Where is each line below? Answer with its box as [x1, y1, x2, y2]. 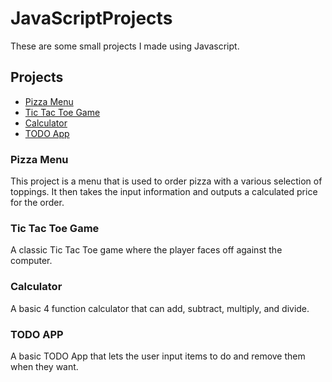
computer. [10, 255, 53, 267]
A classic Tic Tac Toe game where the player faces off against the [10, 244, 283, 256]
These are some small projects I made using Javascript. [10, 40, 240, 52]
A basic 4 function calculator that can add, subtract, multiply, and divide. [10, 302, 310, 314]
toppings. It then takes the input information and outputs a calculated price [10, 186, 318, 198]
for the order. [10, 197, 65, 209]
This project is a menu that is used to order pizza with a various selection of [10, 175, 323, 187]
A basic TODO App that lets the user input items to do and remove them [10, 350, 306, 362]
